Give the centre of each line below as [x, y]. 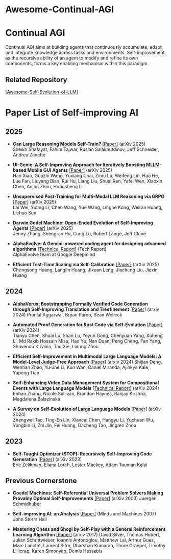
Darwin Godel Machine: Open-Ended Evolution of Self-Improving [83, 223]
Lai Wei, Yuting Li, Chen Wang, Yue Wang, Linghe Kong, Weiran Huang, [88, 207]
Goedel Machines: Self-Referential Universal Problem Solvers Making [88, 493]
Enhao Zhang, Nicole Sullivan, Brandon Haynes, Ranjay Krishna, [80, 393]
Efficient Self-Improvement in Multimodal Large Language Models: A [87, 356]
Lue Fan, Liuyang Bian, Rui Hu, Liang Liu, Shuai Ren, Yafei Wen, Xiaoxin [87, 181]
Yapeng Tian [26, 372]
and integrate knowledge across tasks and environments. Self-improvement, [86, 53]
